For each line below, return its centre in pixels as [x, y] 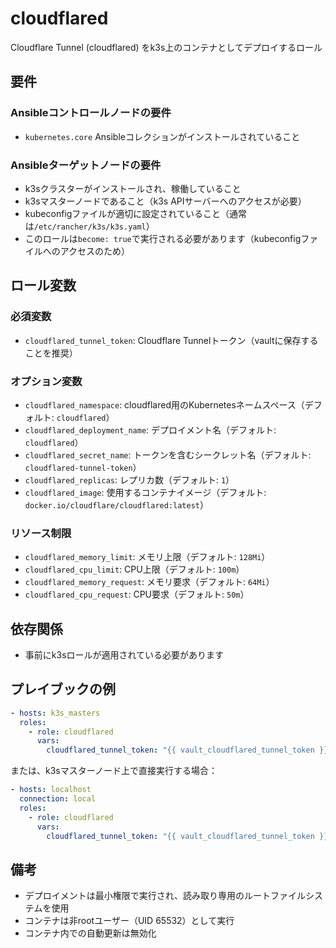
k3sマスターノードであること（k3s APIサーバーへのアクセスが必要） [165, 201]
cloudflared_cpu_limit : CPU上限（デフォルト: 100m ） [134, 569]
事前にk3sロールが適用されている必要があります [124, 655]
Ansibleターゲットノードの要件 [86, 165]
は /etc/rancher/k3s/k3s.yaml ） [89, 226]
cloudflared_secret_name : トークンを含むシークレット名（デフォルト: [168, 454]
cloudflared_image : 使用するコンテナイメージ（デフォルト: [145, 492]
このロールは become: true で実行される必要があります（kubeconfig [163, 238]
